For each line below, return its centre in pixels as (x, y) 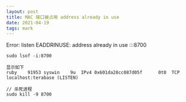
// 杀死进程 (19, 90)
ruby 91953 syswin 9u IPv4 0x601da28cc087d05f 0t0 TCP (93, 73)
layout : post (22, 12)
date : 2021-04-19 (28, 23)
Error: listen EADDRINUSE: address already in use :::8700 (77, 45)
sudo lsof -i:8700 (29, 56)
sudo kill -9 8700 (29, 95)
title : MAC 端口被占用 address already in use (63, 17)
